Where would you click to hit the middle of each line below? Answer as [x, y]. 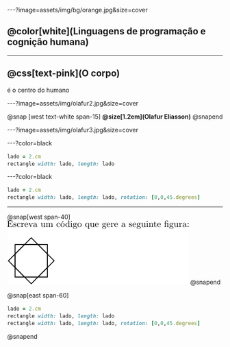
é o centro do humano [38, 90]
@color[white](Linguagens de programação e [106, 31]
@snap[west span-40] [39, 217]
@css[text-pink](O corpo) [64, 74]
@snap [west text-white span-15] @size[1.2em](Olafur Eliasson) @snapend [115, 117]
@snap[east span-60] [38, 296]
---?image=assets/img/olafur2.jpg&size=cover [73, 103]
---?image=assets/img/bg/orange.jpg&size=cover [78, 10]
